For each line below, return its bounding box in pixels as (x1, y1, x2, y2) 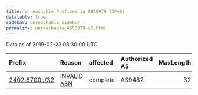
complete (88, 76, 115, 84)
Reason (60, 59, 82, 67)
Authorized (120, 55, 153, 63)
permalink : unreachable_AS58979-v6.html (6, 25, 107, 31)
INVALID (60, 72, 84, 80)
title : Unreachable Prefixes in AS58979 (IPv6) (6, 8, 126, 15)
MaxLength (158, 59, 192, 67)
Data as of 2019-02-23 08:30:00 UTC (6, 41, 98, 48)
